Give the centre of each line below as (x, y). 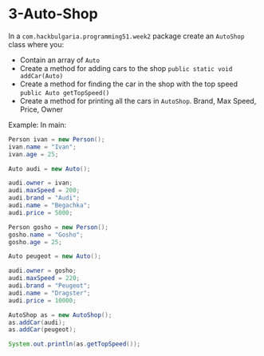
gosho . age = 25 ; (35, 242)
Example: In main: (37, 125)
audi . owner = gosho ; (43, 271)
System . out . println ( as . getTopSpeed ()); (75, 344)
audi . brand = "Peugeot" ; (49, 286)
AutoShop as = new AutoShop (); (60, 315)
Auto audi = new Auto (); (49, 168)
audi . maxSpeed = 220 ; (44, 279)
